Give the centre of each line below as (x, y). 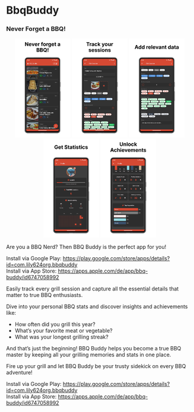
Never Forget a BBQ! (36, 29)
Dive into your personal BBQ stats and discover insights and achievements (97, 306)
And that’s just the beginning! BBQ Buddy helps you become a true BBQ (94, 348)
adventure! (19, 372)
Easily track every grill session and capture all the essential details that (93, 289)
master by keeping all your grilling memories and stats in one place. (89, 354)
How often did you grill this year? (55, 324)
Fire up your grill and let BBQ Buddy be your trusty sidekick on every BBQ (96, 366)
